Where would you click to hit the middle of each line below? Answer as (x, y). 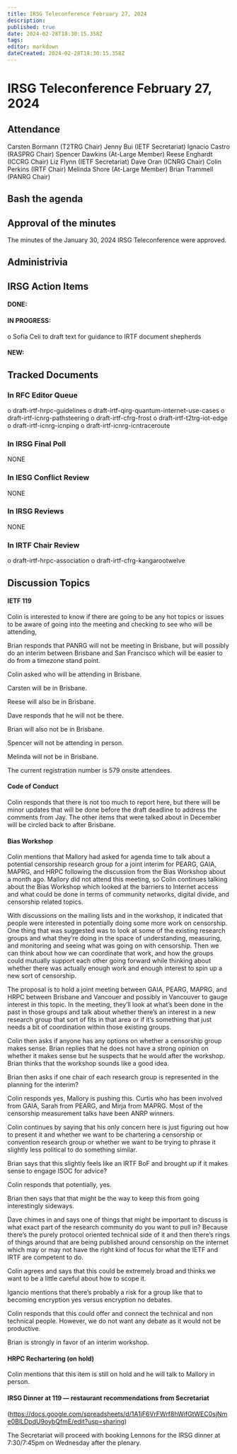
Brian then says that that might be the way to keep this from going (104, 1198)
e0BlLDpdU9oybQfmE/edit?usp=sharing (66, 1421)
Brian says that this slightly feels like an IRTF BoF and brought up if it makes (118, 1164)
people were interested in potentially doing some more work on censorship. (117, 923)
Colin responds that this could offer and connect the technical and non (110, 1314)
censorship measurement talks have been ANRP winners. (91, 1113)
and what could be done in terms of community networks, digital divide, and (118, 894)
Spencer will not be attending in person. (65, 743)
